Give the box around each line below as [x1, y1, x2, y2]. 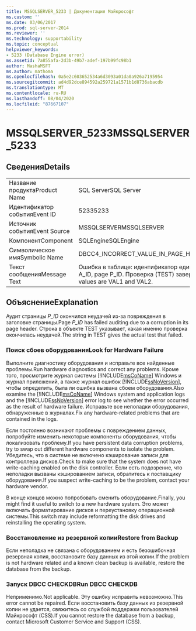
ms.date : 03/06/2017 [6, 19, 57, 25]
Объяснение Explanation [6, 297, 99, 307]
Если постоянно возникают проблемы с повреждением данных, [6, 427, 167, 434]
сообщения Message [9, 270, 66, 278]
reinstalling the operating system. [6, 519, 86, 526]
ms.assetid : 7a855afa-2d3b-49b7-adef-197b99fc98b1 [6, 57, 132, 63]
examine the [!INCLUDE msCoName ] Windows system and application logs [6, 390, 185, 397]
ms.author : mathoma [6, 68, 54, 74]
